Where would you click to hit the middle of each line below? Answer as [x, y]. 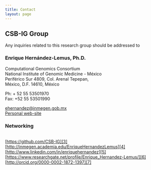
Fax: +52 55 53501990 [27, 99]
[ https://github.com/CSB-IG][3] [36, 141]
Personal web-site [23, 113]
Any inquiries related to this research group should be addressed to [72, 45]
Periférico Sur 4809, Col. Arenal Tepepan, [47, 79]
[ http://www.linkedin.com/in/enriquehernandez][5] [56, 152]
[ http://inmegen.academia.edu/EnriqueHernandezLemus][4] [65, 147]
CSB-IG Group [27, 34]
